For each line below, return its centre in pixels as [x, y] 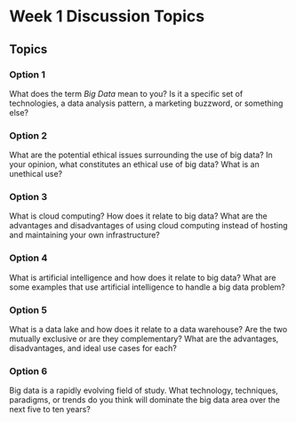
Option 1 [28, 75]
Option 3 [28, 197]
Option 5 [28, 310]
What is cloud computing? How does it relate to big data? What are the [139, 216]
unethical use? [36, 174]
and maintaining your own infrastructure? [84, 235]
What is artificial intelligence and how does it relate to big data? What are [143, 277]
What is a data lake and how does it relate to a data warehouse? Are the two [148, 330]
